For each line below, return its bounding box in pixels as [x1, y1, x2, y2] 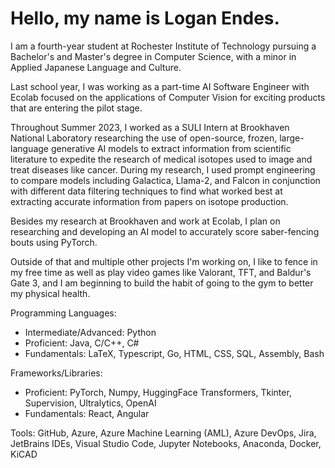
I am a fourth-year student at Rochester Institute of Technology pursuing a [10, 40, 317, 52]
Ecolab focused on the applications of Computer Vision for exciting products [10, 91, 326, 103]
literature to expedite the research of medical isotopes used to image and [10, 153, 313, 165]
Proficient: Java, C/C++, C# [24, 337, 140, 349]
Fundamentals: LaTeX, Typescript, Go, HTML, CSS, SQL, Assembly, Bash [24, 347, 325, 359]
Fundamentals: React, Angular [24, 407, 150, 419]
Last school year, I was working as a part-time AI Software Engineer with [10, 80, 310, 92]
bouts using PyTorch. [10, 236, 98, 248]
